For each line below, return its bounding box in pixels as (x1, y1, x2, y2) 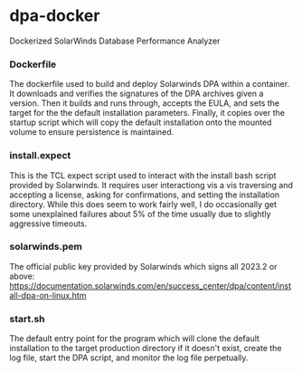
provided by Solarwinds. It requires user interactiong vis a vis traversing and (9, 179, 294, 190)
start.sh (9, 312, 45, 325)
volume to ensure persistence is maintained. (9, 127, 175, 138)
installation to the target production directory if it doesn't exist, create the (9, 343, 282, 354)
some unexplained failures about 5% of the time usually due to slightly (9, 208, 271, 219)
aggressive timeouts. (9, 218, 88, 229)
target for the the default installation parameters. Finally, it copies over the (9, 108, 285, 119)
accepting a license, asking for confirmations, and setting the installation (9, 189, 280, 200)
